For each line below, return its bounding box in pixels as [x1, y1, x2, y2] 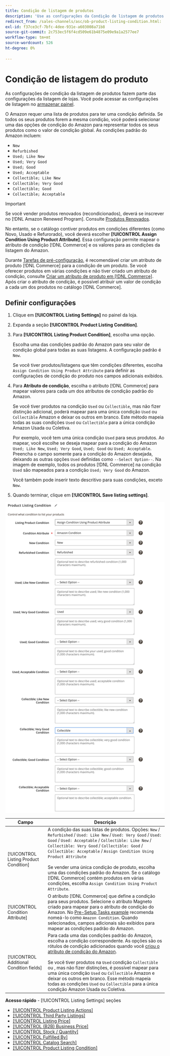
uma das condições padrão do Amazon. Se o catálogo [48, 870, 160, 876]
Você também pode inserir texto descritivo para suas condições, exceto [12, 477, 163, 483]
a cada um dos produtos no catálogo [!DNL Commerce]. [5, 284, 122, 290]
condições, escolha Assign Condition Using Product [48, 881, 158, 887]
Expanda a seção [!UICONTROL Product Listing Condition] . [12, 322, 138, 328]
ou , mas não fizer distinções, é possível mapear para [48, 964, 158, 971]
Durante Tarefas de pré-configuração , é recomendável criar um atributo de [5, 257, 162, 263]
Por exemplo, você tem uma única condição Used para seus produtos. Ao [12, 435, 164, 441]
